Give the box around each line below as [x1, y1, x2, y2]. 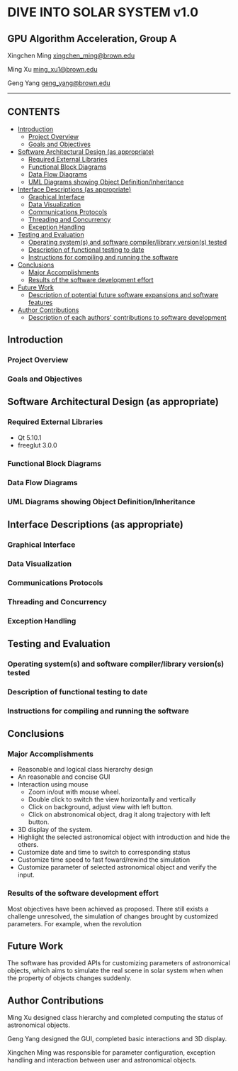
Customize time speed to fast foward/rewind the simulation [17, 855, 191, 864]
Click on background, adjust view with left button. [28, 803, 174, 811]
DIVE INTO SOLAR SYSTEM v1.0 [7, 4, 199, 21]
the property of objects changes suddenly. [7, 974, 132, 982]
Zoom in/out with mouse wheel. [28, 788, 120, 797]
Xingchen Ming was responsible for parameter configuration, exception [7, 1048, 216, 1057]
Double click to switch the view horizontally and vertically [28, 795, 196, 804]
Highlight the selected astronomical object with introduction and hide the [17, 833, 230, 841]
